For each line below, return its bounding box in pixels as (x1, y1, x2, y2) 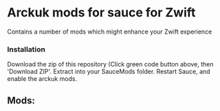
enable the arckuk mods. (7, 75, 78, 83)
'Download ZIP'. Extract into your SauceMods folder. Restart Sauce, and (7, 67, 211, 76)
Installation (7, 45, 46, 54)
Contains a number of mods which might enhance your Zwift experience (7, 27, 212, 36)
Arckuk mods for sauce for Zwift (7, 5, 196, 21)
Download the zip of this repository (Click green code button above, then (7, 60, 214, 69)
